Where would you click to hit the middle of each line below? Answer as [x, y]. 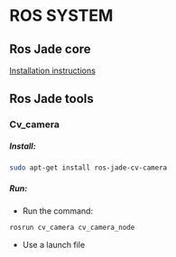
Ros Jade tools [52, 99]
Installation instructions [53, 70]
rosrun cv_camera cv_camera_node [72, 228]
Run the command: [57, 211]
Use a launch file [54, 245]
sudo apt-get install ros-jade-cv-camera [88, 168]
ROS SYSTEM [61, 16]
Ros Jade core [51, 49]
